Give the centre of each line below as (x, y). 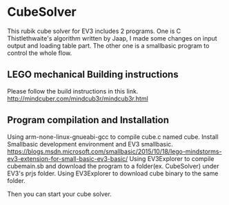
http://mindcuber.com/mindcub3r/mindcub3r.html (78, 98)
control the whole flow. (40, 53)
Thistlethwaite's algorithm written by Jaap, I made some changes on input (112, 38)
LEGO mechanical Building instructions (93, 75)
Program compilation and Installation (88, 120)
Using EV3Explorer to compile (172, 158)
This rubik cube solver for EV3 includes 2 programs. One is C (94, 31)
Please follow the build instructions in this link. (73, 91)
